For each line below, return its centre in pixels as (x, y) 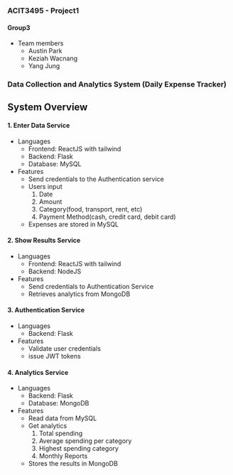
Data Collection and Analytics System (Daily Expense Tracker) (117, 84)
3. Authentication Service (46, 310)
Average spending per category (85, 441)
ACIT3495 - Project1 (43, 11)
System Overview (48, 108)
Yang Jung (44, 66)
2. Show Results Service (44, 241)
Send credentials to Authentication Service (91, 286)
